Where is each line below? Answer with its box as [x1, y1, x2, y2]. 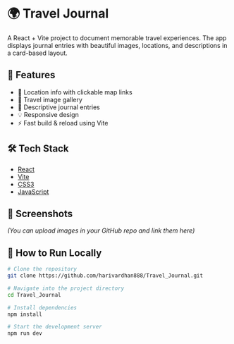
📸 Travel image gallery [17, 95, 83, 104]
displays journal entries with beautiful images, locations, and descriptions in [7, 41, 228, 49]
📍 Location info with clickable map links [17, 87, 133, 96]
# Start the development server [7, 324, 102, 331]
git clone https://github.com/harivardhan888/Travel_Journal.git [7, 272, 203, 279]
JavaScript [17, 188, 49, 196]
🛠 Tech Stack [7, 142, 69, 155]
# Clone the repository [7, 266, 78, 273]
